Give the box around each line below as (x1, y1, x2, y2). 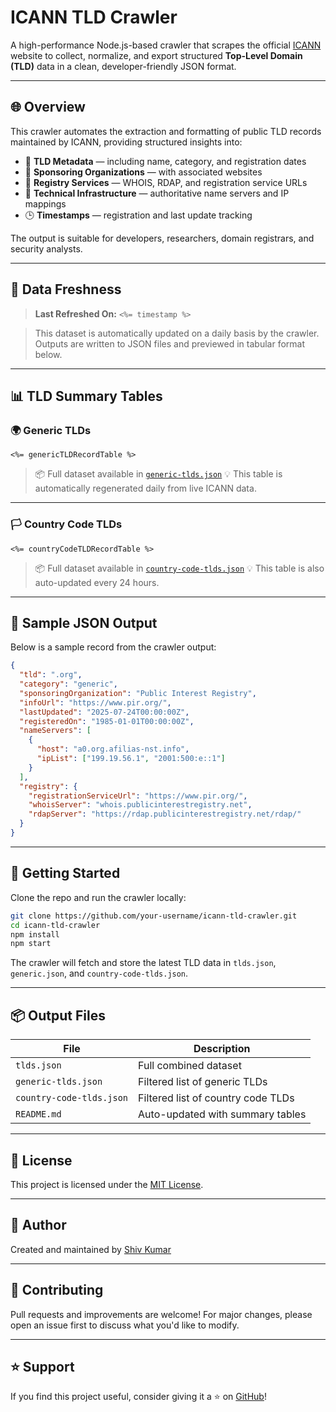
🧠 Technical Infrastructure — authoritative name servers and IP (24, 187, 290, 199)
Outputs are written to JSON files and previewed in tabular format (34, 337, 305, 350)
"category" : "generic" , (19, 679, 118, 690)
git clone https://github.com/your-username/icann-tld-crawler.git (10, 911, 298, 921)
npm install (10, 929, 60, 940)
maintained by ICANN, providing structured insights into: (10, 136, 243, 148)
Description (193, 1042, 251, 1056)
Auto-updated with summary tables (138, 1107, 307, 1121)
